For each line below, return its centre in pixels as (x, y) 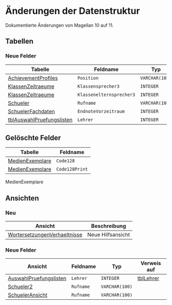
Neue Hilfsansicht (109, 235)
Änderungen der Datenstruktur (73, 11)
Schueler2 (20, 287)
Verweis (151, 263)
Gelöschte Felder (33, 138)
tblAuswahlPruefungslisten (40, 120)
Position (88, 78)
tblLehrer (148, 278)
